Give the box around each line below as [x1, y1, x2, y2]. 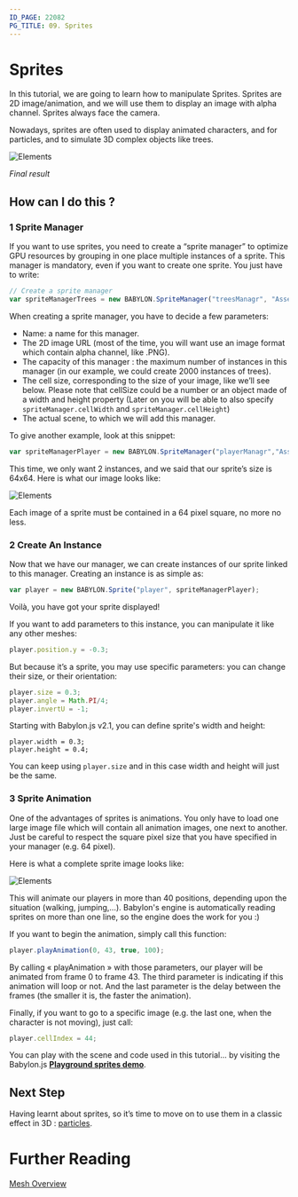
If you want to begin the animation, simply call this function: [9, 928, 227, 939]
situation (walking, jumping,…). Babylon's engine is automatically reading [9, 902, 276, 912]
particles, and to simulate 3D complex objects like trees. [9, 134, 215, 145]
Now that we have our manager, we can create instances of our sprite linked [9, 559, 288, 570]
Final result [9, 169, 51, 179]
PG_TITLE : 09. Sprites [9, 21, 93, 30]
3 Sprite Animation [9, 792, 91, 805]
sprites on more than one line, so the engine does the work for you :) [9, 911, 260, 922]
